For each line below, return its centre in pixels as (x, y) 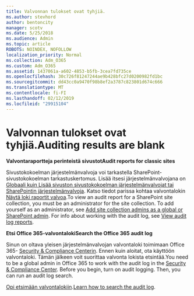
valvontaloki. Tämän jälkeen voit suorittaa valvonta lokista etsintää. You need (97, 257)
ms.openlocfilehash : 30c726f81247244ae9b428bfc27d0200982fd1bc (84, 76)
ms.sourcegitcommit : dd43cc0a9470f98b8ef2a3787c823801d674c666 (84, 82)
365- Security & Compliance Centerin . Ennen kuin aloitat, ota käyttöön (90, 251)
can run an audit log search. (40, 276)
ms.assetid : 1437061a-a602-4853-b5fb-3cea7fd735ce (69, 71)
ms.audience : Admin (30, 39)
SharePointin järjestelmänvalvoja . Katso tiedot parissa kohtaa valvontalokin (96, 191)
